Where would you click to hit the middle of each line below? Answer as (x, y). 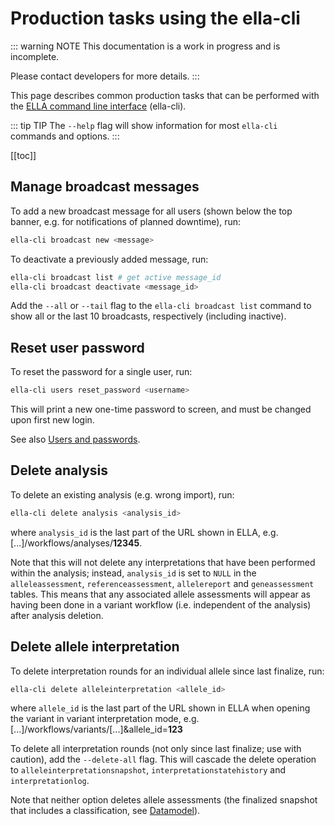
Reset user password (77, 347)
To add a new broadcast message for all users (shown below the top (151, 211)
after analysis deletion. (57, 615)
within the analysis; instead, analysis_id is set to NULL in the (133, 573)
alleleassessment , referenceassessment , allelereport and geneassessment (162, 583)
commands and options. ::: (65, 136)
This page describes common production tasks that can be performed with (165, 95)
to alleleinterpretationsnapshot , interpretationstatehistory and (148, 770)
